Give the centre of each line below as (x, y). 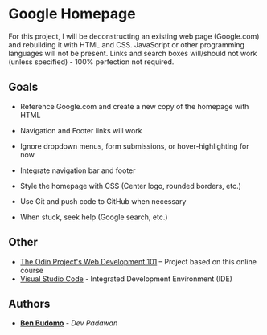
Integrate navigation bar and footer (78, 170)
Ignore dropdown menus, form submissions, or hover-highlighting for (134, 146)
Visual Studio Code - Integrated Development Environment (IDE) (126, 279)
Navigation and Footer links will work (81, 130)
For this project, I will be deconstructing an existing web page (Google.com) (134, 36)
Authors (29, 303)
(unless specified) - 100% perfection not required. (91, 62)
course (32, 270)
